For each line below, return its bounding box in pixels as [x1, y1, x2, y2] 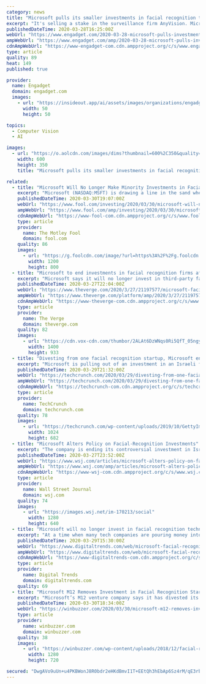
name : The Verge [22, 315, 64, 322]
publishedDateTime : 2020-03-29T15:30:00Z [17, 538, 124, 544]
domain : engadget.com [12, 88, 67, 95]
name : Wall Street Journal [22, 486, 92, 492]
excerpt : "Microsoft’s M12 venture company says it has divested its [17, 595, 199, 601]
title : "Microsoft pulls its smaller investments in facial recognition [6, 15, 196, 21]
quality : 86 [17, 241, 48, 248]
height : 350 [17, 162, 48, 168]
